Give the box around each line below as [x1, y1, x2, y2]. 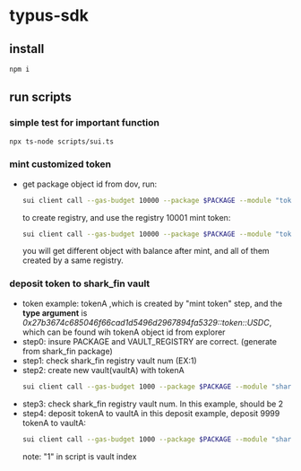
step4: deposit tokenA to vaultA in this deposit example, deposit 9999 [21, 407, 280, 418]
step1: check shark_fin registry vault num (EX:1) [21, 355, 197, 366]
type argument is [21, 307, 88, 318]
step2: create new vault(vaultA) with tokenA [21, 364, 185, 375]
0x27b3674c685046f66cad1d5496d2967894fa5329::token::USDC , [21, 317, 272, 327]
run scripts [9, 90, 72, 105]
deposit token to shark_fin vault [9, 277, 150, 290]
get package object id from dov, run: [21, 179, 158, 189]
